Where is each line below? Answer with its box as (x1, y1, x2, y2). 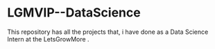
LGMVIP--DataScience (7, 5, 141, 21)
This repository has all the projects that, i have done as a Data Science (7, 28, 209, 36)
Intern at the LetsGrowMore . (7, 35, 89, 43)
